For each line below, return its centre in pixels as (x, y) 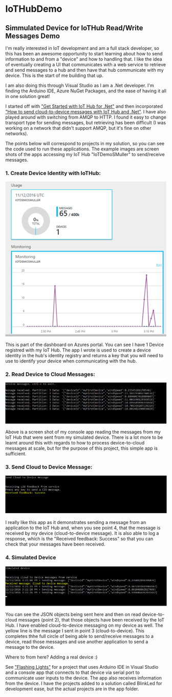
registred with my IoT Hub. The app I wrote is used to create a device (78, 350)
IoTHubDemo (34, 9)
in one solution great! (28, 96)
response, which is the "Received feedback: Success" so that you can (79, 538)
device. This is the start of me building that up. (54, 75)
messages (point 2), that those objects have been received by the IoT (91, 620)
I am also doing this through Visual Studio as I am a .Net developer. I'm (80, 85)
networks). (17, 133)
